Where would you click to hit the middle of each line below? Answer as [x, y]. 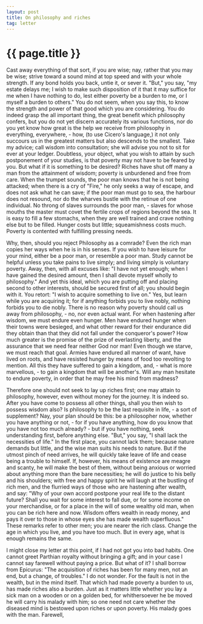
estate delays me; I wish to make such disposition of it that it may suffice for [101, 89]
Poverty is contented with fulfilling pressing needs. [70, 231]
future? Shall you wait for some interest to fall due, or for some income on [98, 500]
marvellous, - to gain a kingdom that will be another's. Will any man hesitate [101, 372]
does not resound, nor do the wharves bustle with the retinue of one [92, 199]
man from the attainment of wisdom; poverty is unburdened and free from [98, 173]
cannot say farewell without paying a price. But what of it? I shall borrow [96, 563]
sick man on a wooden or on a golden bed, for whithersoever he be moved [99, 595]
